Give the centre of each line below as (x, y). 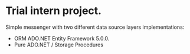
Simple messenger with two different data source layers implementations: (95, 27)
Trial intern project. (53, 11)
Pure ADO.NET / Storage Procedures (59, 45)
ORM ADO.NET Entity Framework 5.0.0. (62, 38)
